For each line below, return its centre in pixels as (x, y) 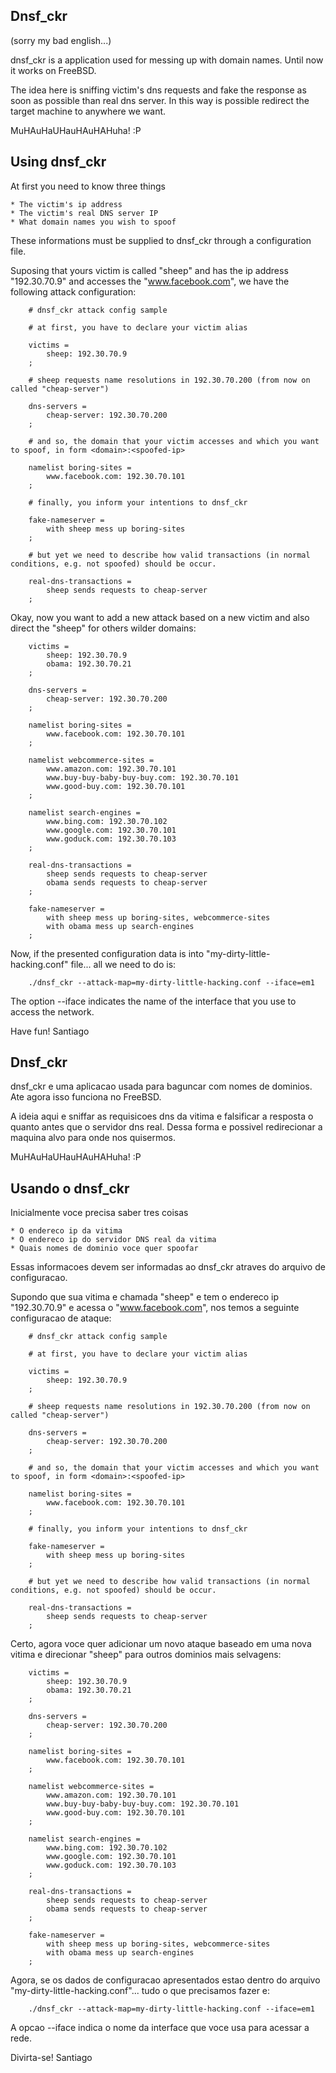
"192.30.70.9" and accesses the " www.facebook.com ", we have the (150, 281)
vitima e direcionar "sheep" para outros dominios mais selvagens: (146, 1655)
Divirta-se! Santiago (51, 2058)
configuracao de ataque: (61, 1318)
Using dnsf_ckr (58, 162)
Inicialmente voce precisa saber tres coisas (99, 1213)
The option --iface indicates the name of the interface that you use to (153, 1001)
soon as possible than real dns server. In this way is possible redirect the (160, 100)
